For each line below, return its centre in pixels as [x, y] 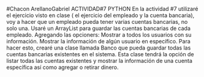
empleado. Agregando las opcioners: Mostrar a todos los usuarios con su [99, 35]
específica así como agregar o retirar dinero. [62, 67]
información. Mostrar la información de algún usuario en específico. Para [99, 41]
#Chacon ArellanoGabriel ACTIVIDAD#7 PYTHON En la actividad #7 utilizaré [102, 9]
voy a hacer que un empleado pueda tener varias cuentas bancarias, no [97, 22]
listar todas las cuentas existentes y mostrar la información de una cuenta [100, 61]
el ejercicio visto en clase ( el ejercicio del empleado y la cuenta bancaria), [100, 15]
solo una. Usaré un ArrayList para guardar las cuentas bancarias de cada [99, 28]
